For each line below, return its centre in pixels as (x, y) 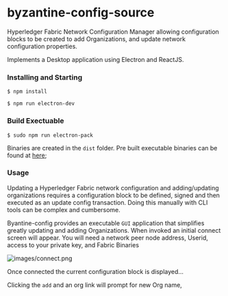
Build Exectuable (36, 121)
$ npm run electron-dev (41, 104)
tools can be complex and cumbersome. (64, 209)
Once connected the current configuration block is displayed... (95, 271)
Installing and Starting (45, 77)
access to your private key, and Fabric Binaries (73, 244)
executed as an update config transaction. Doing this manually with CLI (107, 202)
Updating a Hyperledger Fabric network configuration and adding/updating (113, 187)
